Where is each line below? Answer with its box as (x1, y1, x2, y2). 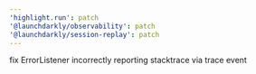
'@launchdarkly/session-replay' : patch (9, 30, 160, 39)
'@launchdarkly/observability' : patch (9, 22, 156, 31)
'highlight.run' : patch (9, 13, 100, 23)
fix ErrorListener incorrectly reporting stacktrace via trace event (9, 55, 247, 66)
